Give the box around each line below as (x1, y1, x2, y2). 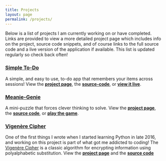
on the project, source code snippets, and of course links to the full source (5, 41, 159, 47)
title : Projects (5, 7, 39, 13)
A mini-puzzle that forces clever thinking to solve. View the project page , (5, 105, 156, 111)
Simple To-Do (5, 64, 39, 71)
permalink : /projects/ (5, 17, 52, 22)
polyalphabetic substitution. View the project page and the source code (5, 150, 154, 156)
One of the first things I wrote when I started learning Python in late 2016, (5, 134, 156, 140)
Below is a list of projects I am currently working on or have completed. (5, 31, 151, 37)
